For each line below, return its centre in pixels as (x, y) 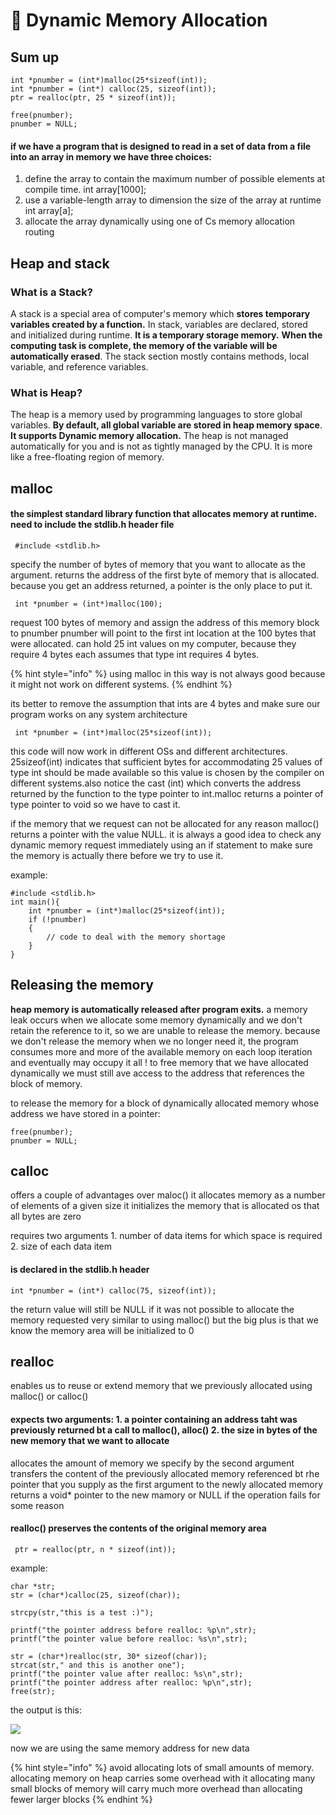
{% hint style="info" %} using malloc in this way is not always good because (168, 673)
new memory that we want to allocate (90, 1441)
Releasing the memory (82, 985)
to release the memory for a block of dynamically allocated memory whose (165, 1103)
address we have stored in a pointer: (85, 1113)
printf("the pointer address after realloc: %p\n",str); (131, 1682)
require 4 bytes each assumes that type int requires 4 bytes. (135, 654)
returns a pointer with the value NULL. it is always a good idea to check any (166, 834)
